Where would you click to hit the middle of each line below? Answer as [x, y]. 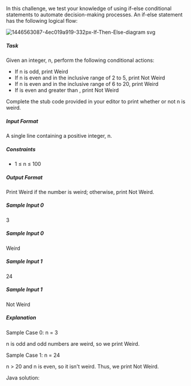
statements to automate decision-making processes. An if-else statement [94, 15]
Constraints [21, 149]
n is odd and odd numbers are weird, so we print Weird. [73, 343]
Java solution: [23, 378]
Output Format [24, 177]
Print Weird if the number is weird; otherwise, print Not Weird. [80, 192]
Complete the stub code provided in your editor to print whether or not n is [96, 101]
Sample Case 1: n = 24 [33, 355]
